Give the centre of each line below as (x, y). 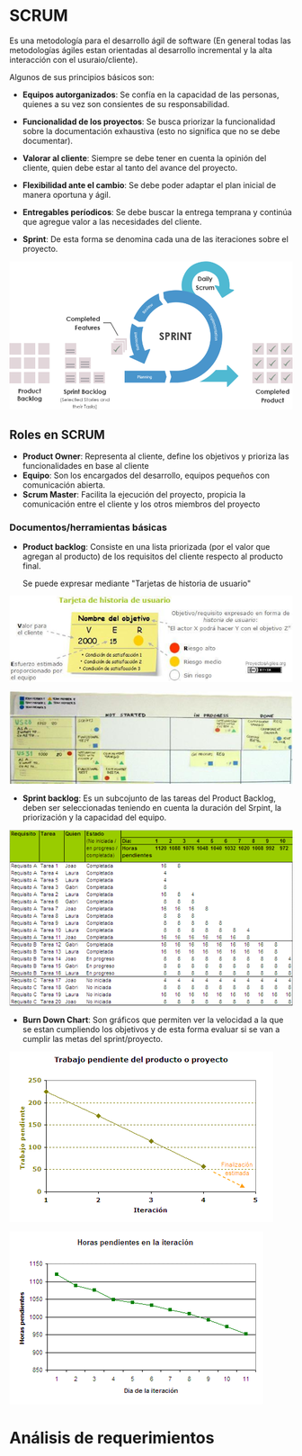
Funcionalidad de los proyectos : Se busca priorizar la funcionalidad (149, 121)
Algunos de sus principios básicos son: (82, 76)
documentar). (48, 140)
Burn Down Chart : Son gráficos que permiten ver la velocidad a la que (153, 1020)
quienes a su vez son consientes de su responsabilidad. (126, 103)
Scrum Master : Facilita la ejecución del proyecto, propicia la (134, 495)
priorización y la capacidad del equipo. (94, 817)
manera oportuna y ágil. (67, 194)
